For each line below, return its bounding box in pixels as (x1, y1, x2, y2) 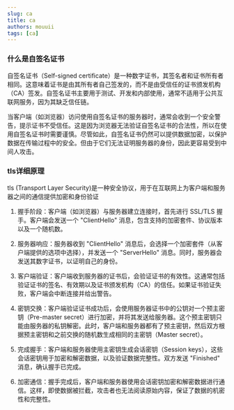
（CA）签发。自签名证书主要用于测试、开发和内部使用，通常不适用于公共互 (7, 89, 224, 97)
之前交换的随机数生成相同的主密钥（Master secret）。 (54, 330, 207, 339)
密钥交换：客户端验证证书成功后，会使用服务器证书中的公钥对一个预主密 (17, 304, 225, 312)
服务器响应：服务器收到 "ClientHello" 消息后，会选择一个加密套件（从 (17, 239, 217, 248)
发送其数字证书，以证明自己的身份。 (17, 256, 122, 265)
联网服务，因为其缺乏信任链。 (7, 97, 93, 105)
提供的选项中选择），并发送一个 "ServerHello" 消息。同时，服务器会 (29, 248, 223, 256)
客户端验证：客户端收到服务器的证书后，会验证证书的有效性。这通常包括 (17, 272, 225, 280)
